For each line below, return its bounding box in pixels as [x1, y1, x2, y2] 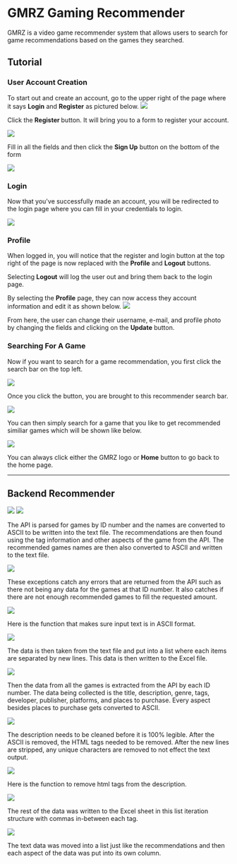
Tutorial [7, 57, 42, 69]
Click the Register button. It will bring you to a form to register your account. [7, 115, 229, 124]
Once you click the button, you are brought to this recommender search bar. [7, 391, 229, 400]
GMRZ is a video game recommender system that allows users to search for [7, 28, 228, 37]
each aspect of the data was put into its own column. [7, 849, 162, 858]
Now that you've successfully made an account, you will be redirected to [7, 196, 219, 206]
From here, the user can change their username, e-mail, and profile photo [7, 316, 221, 324]
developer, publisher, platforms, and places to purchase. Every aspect [7, 696, 211, 704]
